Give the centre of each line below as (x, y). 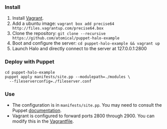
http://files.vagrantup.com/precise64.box (58, 28)
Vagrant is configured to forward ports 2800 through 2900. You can (83, 116)
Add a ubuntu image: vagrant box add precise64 (63, 23)
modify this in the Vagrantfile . (43, 121)
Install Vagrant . (28, 18)
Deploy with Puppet (30, 62)
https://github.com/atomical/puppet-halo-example (66, 38)
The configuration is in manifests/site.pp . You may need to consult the (87, 105)
